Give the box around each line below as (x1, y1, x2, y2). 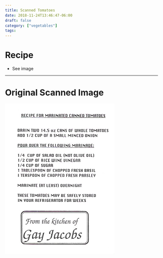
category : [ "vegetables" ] (5, 23, 57, 28)
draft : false (5, 18, 32, 23)
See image (12, 66, 34, 72)
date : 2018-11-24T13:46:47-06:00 (5, 13, 73, 18)
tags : (5, 28, 16, 33)
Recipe (5, 50, 34, 61)
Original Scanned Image (5, 87, 104, 98)
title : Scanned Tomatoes (5, 8, 55, 13)
